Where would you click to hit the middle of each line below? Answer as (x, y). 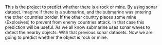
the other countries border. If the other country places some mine (71, 17)
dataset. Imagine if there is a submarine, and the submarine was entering (78, 12)
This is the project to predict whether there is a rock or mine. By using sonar (81, 7)
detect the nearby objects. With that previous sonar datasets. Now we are (79, 32)
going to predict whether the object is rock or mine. (56, 37)
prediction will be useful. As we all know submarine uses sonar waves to (78, 27)
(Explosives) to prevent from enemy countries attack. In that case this (75, 22)
